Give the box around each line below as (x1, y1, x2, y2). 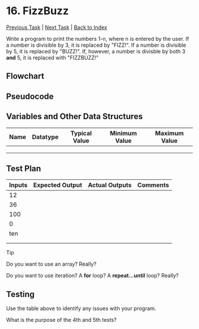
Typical (70, 129, 92, 137)
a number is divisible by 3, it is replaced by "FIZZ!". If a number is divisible (6, 41, 187, 49)
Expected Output (33, 181, 82, 189)
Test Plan (6, 163, 41, 173)
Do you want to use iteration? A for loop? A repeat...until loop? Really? (6, 272, 179, 279)
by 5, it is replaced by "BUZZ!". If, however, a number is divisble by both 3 (6, 47, 185, 54)
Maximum (155, 129, 184, 137)
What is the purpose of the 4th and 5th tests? (6, 317, 117, 324)
